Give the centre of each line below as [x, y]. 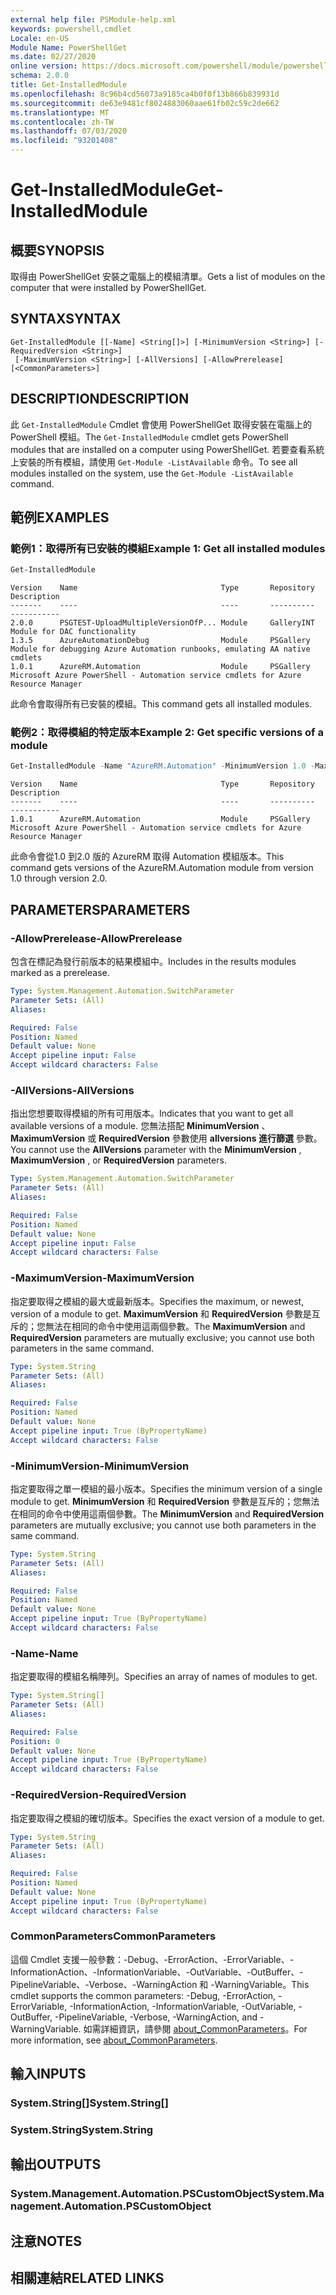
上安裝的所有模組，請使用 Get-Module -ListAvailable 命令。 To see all [154, 462]
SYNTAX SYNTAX [66, 319]
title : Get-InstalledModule [69, 85]
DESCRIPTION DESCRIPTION [100, 399]
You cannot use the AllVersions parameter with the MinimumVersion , [156, 1150]
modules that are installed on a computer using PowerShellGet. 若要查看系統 [167, 449]
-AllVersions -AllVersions [72, 1090]
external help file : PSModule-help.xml [93, 19]
